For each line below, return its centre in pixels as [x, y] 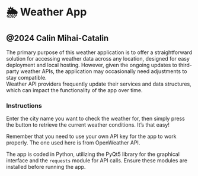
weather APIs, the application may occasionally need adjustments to [104, 71]
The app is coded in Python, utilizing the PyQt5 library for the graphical [93, 154]
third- [186, 65]
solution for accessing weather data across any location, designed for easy [98, 59]
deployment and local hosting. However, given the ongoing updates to [92, 65]
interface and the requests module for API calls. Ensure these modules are [97, 161]
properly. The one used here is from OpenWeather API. [73, 143]
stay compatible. [26, 78]
